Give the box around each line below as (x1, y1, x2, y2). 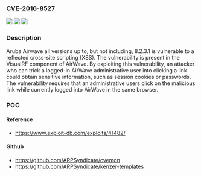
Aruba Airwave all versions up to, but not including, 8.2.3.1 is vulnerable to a (6, 47, 194, 55)
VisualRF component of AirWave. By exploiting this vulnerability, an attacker (6, 60, 195, 68)
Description (6, 34, 42, 42)
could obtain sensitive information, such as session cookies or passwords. (6, 73, 191, 80)
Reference (6, 116, 33, 123)
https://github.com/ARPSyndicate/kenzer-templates (14, 163, 144, 170)
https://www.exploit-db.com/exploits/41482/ (14, 129, 126, 136)
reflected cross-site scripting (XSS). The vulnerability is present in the (6, 54, 180, 61)
